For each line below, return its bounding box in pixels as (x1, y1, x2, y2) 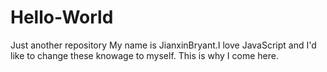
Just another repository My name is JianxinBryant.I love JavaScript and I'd (10, 39, 317, 51)
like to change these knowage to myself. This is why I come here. (10, 49, 279, 61)
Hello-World (10, 6, 114, 29)
